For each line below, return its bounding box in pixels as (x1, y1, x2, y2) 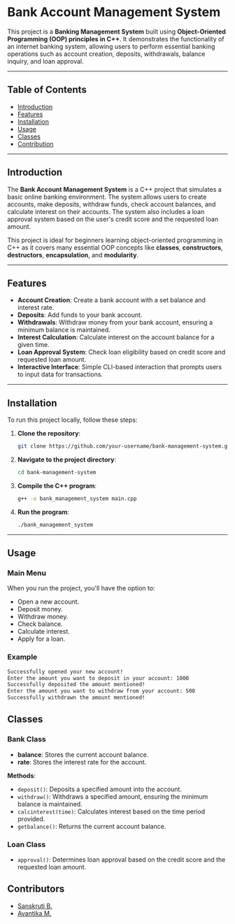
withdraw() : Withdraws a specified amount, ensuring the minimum (17, 792, 208, 801)
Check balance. (17, 620, 63, 628)
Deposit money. (17, 605, 63, 613)
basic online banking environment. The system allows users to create (7, 192, 207, 201)
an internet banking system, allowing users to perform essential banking (7, 42, 215, 50)
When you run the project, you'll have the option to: (7, 584, 155, 592)
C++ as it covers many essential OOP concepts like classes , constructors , (7, 243, 223, 252)
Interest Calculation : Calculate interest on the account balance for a (17, 333, 215, 341)
